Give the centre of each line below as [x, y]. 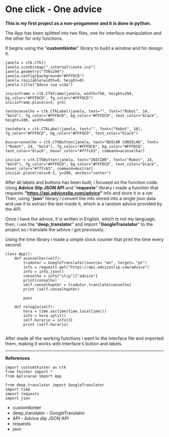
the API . [13, 209]
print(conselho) [40, 280]
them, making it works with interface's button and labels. [64, 343]
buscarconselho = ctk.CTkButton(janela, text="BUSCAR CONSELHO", [75, 142]
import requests [22, 394]
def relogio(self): [35, 307]
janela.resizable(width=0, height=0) [45, 80]
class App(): [19, 254]
